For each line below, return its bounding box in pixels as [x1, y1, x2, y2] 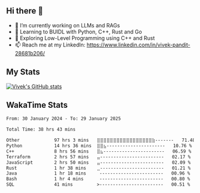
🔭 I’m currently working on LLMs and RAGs [14, 21, 120, 29]
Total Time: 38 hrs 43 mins [6, 126, 76, 133]
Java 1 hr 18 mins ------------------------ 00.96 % [6, 170, 190, 176]
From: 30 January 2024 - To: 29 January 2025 [6, 116, 121, 122]
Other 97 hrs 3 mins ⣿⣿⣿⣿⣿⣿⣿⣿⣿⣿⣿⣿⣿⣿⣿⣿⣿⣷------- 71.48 [6, 138, 195, 144]
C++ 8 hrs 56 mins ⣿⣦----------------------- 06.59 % [6, 148, 192, 154]
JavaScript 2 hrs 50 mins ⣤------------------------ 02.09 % [6, 159, 191, 166]
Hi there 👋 [6, 6, 43, 16]
